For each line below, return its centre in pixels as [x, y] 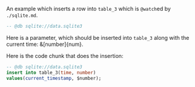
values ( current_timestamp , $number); [54, 78]
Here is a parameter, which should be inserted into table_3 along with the [98, 37]
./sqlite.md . [22, 15]
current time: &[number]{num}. [45, 44]
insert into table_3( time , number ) [51, 72]
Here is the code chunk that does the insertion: [65, 56]
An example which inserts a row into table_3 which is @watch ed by [89, 9]
